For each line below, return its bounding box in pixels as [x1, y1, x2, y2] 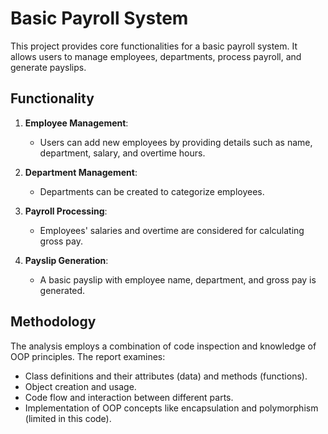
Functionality [10, 90, 95, 107]
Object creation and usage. [24, 380, 137, 392]
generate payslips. [10, 61, 87, 73]
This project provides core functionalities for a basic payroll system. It [10, 40, 298, 52]
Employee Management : [24, 117, 129, 129]
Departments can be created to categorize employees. [39, 185, 265, 197]
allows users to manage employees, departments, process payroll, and [10, 50, 302, 62]
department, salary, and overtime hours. [39, 147, 206, 159]
